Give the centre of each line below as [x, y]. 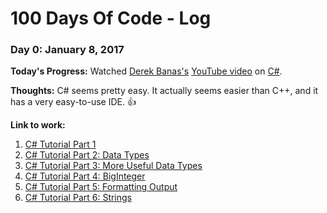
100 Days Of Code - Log [111, 18]
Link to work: [38, 125]
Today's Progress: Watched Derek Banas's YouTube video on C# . [146, 71]
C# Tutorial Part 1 [60, 144]
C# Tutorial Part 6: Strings [78, 198]
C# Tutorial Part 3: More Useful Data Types [113, 166]
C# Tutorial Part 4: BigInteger [85, 176]
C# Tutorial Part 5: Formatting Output [101, 187]
